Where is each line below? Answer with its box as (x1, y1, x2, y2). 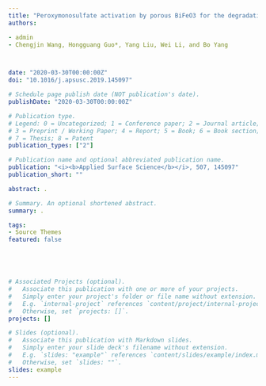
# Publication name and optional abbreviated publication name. (8, 156, 225, 164)
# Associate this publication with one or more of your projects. (8, 285, 239, 293)
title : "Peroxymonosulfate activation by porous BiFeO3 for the (8, 11, 225, 20)
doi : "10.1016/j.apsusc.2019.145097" (8, 76, 133, 84)
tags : (8, 221, 26, 229)
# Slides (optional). (8, 329, 80, 337)
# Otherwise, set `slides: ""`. (8, 358, 123, 366)
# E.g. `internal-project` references (8, 300, 144, 308)
